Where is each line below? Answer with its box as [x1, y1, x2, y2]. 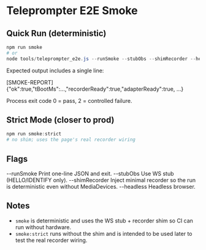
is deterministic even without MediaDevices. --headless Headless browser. [6, 183, 196, 190]
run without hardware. [15, 223, 72, 230]
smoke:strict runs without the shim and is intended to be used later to [15, 230, 193, 237]
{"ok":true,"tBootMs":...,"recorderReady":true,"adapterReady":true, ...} [6, 85, 184, 93]
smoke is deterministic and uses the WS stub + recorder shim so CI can [15, 217, 193, 224]
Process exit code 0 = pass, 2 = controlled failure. [6, 97, 132, 104]
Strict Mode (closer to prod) [6, 115, 115, 126]
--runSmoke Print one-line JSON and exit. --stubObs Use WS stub [6, 170, 174, 177]
